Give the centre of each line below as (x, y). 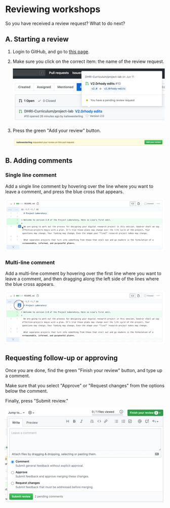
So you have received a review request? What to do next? (65, 23)
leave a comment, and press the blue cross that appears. (65, 192)
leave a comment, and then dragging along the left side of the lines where (82, 279)
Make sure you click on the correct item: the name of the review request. (88, 61)
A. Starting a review (37, 39)
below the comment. (27, 391)
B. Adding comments (39, 161)
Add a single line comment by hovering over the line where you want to (79, 186)
